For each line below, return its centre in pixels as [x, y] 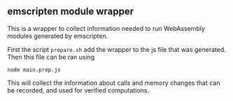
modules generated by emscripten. [58, 36]
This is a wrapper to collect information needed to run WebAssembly [106, 28]
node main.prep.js [34, 69]
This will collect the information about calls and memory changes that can [114, 83]
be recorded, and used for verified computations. [78, 90]
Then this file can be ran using [51, 57]
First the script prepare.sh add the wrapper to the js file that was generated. [116, 49]
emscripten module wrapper [71, 12]
